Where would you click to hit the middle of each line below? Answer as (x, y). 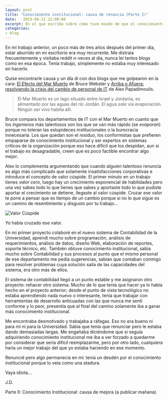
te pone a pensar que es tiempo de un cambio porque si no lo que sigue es (82, 198)
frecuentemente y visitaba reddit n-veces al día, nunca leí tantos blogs (78, 58)
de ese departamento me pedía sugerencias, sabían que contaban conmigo (83, 259)
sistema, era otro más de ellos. (37, 270)
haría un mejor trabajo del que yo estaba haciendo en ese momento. (75, 348)
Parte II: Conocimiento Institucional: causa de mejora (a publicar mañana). (81, 392)
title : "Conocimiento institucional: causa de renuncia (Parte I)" (77, 15)
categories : (17, 29)
